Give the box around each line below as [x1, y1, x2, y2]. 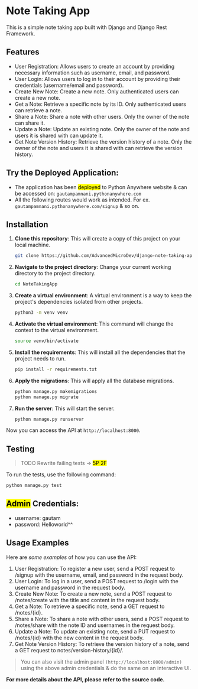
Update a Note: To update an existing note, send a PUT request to [14, 628, 176, 635]
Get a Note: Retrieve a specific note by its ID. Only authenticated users [14, 100, 186, 108]
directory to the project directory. [14, 270, 96, 277]
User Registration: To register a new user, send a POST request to [14, 565, 176, 572]
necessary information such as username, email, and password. [14, 69, 171, 76]
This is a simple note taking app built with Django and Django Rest [6, 24, 167, 31]
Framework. [6, 30, 35, 37]
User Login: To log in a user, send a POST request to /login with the [14, 577, 178, 584]
